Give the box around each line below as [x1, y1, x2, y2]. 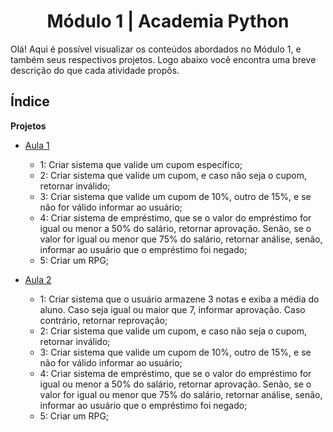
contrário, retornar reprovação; [39, 314, 168, 326]
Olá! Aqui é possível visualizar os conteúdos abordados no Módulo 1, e [10, 43, 302, 55]
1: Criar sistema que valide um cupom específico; [39, 158, 243, 170]
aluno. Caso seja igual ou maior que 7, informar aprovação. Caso [39, 303, 306, 315]
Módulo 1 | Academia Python [46, 10, 290, 33]
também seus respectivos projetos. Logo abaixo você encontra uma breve [10, 53, 317, 65]
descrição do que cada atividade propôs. [10, 64, 180, 76]
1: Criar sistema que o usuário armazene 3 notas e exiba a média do [39, 293, 320, 305]
